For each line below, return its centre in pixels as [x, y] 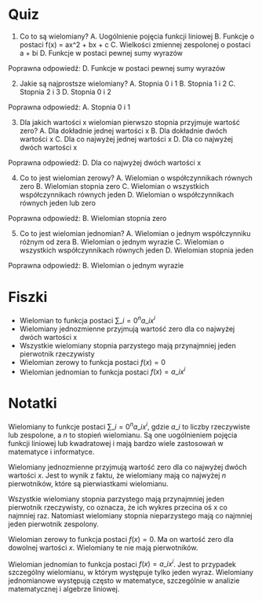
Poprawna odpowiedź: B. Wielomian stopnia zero [87, 218]
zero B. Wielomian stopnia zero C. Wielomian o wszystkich [114, 186]
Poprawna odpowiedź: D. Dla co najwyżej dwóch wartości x [105, 162]
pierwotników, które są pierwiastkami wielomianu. [88, 483]
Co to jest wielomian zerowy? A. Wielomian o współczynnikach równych [136, 178]
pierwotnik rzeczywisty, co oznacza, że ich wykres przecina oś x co [118, 507]
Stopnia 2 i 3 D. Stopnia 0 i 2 [65, 91]
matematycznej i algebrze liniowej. [64, 589]
